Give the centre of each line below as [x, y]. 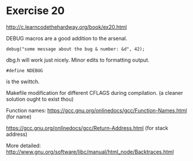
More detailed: [23, 145]
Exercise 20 [35, 11]
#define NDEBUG [25, 71]
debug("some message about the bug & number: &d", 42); [75, 49]
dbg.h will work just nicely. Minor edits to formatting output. [78, 60]
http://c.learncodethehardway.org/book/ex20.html [66, 27]
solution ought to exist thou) [40, 99]
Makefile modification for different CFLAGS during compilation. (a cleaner [94, 93]
